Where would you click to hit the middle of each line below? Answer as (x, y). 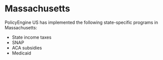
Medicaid (21, 53)
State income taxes (32, 37)
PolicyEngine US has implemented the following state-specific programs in (81, 22)
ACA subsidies (27, 48)
